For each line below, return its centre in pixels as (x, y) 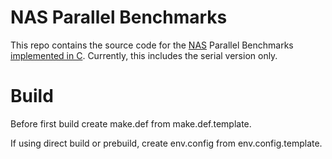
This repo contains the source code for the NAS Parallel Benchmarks (152, 45)
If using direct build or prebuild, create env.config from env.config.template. (166, 143)
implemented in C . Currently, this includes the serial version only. (144, 55)
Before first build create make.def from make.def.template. (131, 123)
